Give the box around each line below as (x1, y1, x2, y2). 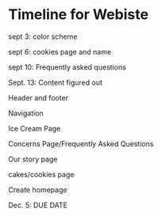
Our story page (8, 154, 58, 164)
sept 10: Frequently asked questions (8, 62, 127, 72)
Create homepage (8, 184, 67, 195)
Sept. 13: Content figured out (8, 78, 103, 87)
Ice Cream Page (8, 123, 61, 133)
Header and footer (8, 93, 69, 102)
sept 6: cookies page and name (8, 47, 112, 56)
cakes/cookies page (8, 169, 75, 179)
